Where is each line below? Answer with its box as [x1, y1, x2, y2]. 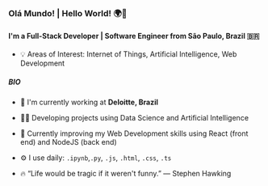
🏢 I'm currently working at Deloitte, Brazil [19, 97, 159, 108]
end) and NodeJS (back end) [19, 137, 117, 147]
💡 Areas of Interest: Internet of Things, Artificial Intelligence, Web [19, 49, 237, 59]
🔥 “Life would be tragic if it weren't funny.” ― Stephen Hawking [19, 169, 232, 179]
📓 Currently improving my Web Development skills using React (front [19, 129, 249, 138]
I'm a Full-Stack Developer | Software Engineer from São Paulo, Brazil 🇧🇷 [8, 31, 260, 40]
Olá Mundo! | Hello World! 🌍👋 [8, 7, 128, 19]
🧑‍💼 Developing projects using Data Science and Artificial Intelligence [19, 113, 249, 123]
